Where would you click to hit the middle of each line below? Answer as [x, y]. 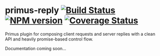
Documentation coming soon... [36, 48]
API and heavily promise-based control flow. [49, 39]
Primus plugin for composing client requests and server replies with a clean [80, 34]
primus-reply [32, 10]
